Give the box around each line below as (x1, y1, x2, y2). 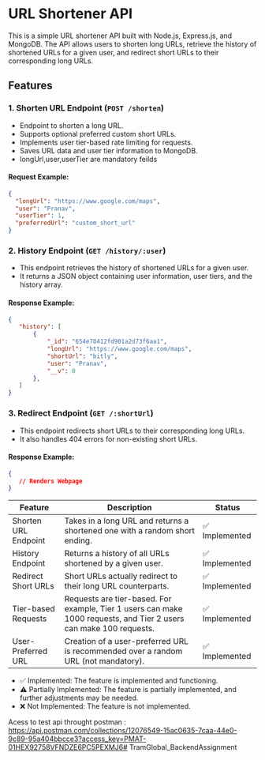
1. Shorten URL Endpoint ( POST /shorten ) (8, 103, 164, 114)
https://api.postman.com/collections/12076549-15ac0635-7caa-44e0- (8, 726, 237, 736)
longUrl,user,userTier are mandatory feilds (19, 154, 158, 164)
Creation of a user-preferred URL (64, 636, 189, 647)
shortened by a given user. (64, 558, 164, 569)
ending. (64, 535, 92, 546)
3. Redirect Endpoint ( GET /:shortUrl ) (8, 408, 154, 419)
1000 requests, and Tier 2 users (64, 613, 185, 624)
